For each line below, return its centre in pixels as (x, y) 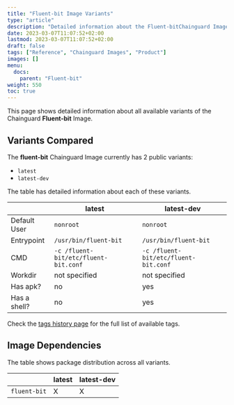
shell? (20, 306)
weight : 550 (24, 85)
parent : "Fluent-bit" (51, 78)
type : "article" (31, 20)
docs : (22, 72)
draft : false (26, 46)
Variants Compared (50, 140)
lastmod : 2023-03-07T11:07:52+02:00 (60, 40)
